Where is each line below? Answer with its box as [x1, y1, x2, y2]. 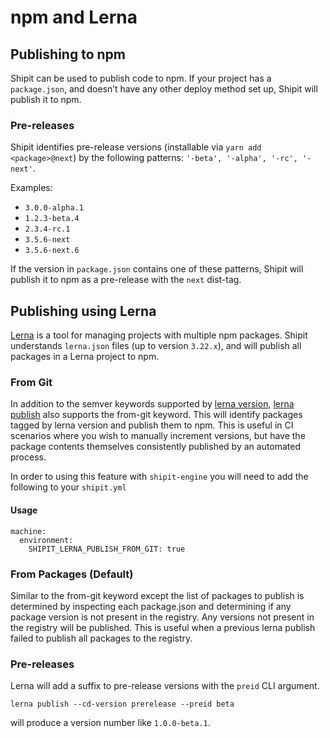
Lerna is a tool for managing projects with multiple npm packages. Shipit [10, 329, 308, 341]
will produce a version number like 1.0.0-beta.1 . [10, 717, 211, 729]
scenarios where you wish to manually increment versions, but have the [10, 430, 306, 442]
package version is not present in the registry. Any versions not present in [10, 611, 315, 623]
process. [10, 451, 47, 463]
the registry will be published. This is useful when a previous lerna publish [10, 621, 316, 633]
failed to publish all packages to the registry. [10, 632, 193, 644]
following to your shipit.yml [10, 481, 127, 493]
